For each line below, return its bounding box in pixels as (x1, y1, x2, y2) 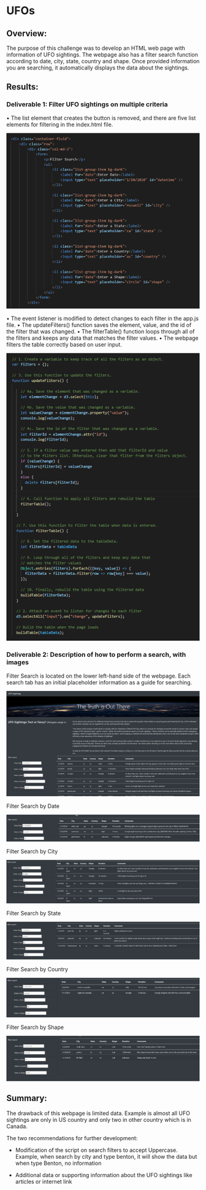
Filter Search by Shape (6, 1024, 64, 1031)
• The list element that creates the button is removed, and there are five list (6, 114, 196, 122)
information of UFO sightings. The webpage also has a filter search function (6, 51, 198, 58)
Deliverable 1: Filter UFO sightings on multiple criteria (6, 100, 169, 109)
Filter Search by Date (6, 802, 60, 810)
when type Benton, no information (15, 1159, 102, 1167)
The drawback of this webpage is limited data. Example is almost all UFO (6, 1110, 190, 1117)
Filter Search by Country (6, 966, 69, 973)
